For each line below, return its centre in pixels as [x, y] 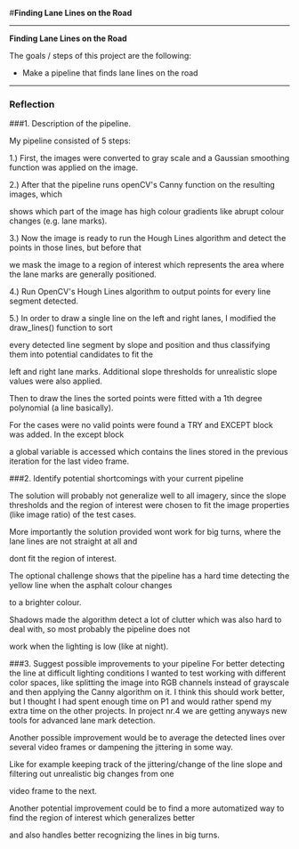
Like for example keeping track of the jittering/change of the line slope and [146, 764]
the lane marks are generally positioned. [83, 274]
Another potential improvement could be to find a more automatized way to [147, 808]
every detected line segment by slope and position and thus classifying [140, 345]
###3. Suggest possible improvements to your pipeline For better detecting [147, 664]
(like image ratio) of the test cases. [73, 514]
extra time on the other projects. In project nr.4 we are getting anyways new [148, 711]
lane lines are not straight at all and [73, 541]
